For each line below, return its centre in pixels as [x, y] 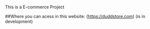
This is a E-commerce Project [35, 7]
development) [19, 22]
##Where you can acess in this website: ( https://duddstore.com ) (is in [75, 16]
